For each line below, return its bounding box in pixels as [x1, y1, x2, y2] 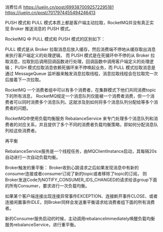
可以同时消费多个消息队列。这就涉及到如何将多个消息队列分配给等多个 [13, 99, 154, 105]
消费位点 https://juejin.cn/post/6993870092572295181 [5, 4, 114, 10]
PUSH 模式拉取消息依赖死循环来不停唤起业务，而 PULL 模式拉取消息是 [14, 65, 156, 70]
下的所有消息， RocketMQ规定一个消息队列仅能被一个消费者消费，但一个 [5, 93, 150, 99]
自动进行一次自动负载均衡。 [5, 154, 61, 160]
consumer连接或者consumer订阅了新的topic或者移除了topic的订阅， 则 [5, 171, 147, 176]
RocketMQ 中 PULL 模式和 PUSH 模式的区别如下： [5, 36, 106, 42]
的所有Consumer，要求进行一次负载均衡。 [5, 183, 90, 188]
